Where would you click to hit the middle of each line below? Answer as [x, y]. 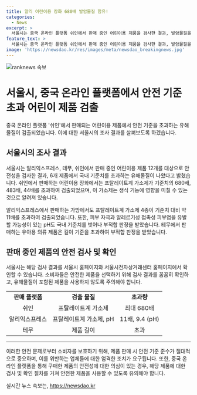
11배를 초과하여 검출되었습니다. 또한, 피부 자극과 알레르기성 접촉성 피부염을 [91, 217]
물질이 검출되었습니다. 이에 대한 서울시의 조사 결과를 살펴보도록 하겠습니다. [91, 132]
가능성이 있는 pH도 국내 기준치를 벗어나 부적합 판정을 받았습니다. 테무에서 [96, 224]
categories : [21, 17]
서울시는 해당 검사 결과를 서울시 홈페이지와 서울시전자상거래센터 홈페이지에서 [94, 267]
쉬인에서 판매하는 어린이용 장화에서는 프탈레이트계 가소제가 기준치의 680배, [105, 183]
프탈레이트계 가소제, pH [83, 319]
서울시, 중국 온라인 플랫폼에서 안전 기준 [94, 93]
